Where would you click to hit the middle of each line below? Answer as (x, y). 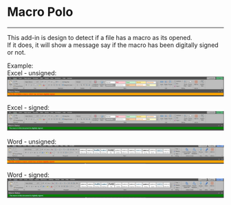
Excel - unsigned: (32, 72)
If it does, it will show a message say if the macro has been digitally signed (113, 45)
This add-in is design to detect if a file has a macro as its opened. (100, 37)
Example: (20, 66)
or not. (16, 52)
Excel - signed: (29, 108)
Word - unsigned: (32, 141)
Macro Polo (40, 12)
